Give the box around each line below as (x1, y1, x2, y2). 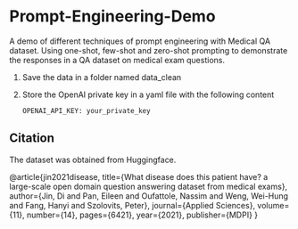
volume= (257, 200, 290, 210)
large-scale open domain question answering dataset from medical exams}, (9, 181, 288, 192)
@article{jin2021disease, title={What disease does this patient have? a (9, 171, 269, 182)
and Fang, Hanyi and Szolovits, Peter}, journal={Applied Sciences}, (9, 200, 256, 210)
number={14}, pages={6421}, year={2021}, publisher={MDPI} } (26, 209, 259, 220)
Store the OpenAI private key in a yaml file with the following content (21, 89, 275, 100)
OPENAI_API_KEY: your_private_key (21, 106, 151, 115)
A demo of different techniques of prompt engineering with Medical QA (9, 36, 270, 46)
